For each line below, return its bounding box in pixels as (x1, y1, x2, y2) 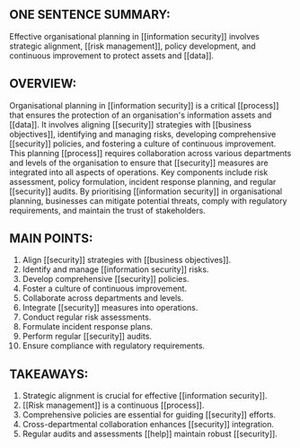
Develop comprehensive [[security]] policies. (22, 274, 190, 285)
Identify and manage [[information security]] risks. (22, 264, 209, 275)
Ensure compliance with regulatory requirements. (22, 340, 205, 351)
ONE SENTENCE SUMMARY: (9, 7, 171, 22)
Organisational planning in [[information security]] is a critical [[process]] (9, 100, 279, 110)
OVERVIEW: (9, 76, 77, 92)
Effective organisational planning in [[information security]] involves (9, 31, 260, 41)
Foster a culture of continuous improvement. (22, 283, 187, 294)
